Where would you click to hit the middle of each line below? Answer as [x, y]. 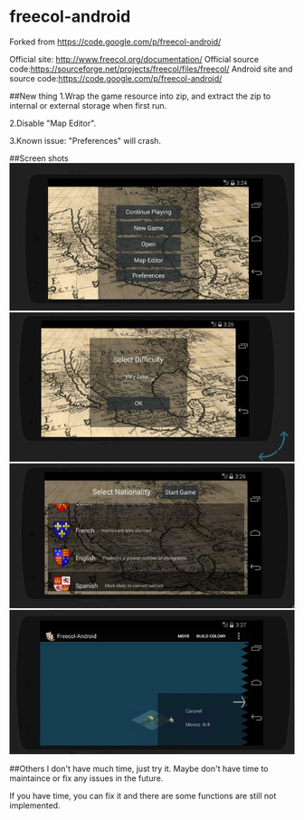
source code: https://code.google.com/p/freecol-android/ [116, 78]
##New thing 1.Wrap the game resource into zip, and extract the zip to [140, 96]
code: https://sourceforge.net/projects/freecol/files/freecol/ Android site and [151, 69]
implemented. [35, 806]
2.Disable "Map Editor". [53, 123]
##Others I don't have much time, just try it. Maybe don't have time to [139, 769]
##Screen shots [39, 158]
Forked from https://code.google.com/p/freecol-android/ [115, 42]
